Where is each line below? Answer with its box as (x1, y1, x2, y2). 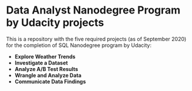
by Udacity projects (6, 16, 104, 29)
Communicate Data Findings (14, 77, 87, 85)
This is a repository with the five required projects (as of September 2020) (6, 35, 187, 42)
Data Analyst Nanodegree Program (6, 4, 181, 17)
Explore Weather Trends (14, 53, 75, 60)
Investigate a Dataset (14, 59, 68, 66)
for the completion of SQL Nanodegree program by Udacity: (6, 42, 152, 49)
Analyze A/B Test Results (14, 65, 78, 72)
